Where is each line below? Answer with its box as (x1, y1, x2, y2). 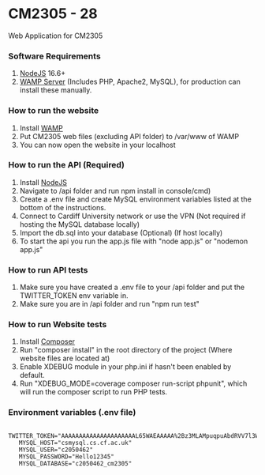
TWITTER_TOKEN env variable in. (19, 291, 129, 300)
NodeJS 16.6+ (19, 69, 65, 78)
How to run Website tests (8, 319, 107, 330)
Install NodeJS (19, 177, 68, 187)
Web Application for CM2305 (8, 31, 103, 40)
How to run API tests (8, 264, 88, 275)
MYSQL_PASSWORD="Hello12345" (18, 452, 114, 461)
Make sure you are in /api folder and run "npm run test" (19, 300, 200, 309)
